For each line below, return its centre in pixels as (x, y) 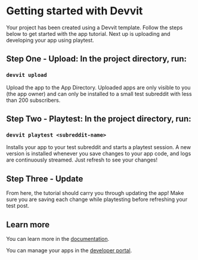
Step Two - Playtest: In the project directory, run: (99, 119)
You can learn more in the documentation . (58, 239)
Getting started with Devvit (75, 11)
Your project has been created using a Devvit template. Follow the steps (95, 27)
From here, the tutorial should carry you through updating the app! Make (95, 193)
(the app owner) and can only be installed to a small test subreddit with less (99, 94)
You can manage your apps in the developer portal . (69, 250)
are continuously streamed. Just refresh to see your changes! (82, 160)
